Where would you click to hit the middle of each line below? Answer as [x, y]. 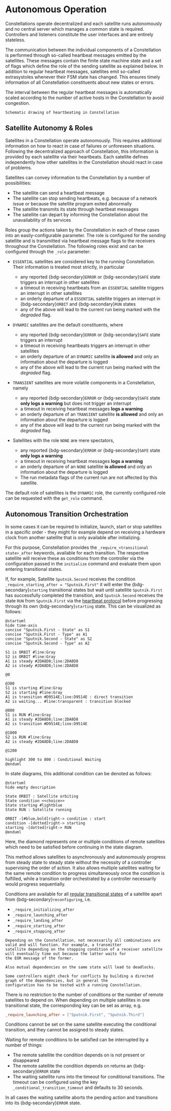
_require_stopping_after [39, 931]
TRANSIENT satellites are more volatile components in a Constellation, [84, 382]
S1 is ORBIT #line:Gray [31, 652]
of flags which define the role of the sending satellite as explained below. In [84, 66]
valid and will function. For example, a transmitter [64, 945]
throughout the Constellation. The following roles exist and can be [74, 246]
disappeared [26, 1060]
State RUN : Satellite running [38, 809]
